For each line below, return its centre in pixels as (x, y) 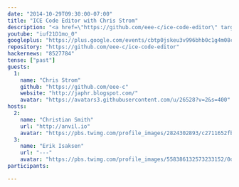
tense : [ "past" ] (31, 60)
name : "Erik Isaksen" (52, 146)
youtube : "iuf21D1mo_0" (43, 34)
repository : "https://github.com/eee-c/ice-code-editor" (94, 47)
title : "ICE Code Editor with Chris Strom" (73, 21)
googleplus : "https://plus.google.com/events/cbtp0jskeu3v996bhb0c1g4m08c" (122, 41)
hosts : (17, 107)
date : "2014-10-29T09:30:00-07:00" (60, 14)
